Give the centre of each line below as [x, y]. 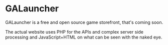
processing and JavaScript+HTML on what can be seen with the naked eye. [84, 37]
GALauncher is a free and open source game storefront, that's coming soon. [84, 22]
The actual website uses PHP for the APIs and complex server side [74, 32]
